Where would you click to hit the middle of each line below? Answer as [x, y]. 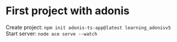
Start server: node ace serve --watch [51, 33]
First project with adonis [68, 11]
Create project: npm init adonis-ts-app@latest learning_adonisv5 [88, 27]
